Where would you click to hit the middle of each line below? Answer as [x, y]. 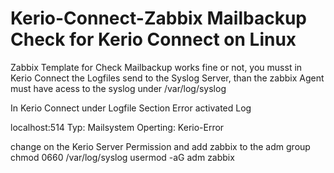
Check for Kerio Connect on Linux [153, 39]
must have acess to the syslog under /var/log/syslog [118, 88]
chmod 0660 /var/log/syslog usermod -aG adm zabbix [122, 157]
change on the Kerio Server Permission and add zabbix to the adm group [160, 146]
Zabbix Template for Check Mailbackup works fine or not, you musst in [156, 67]
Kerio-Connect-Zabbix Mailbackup [158, 18]
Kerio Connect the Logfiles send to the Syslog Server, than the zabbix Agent [167, 78]
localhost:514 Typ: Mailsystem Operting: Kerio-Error [117, 127]
